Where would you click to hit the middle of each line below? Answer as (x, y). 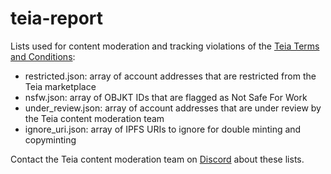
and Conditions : (43, 56)
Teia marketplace (60, 86)
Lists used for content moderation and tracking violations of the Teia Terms (165, 46)
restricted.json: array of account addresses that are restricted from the (170, 76)
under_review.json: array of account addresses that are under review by (173, 108)
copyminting (50, 139)
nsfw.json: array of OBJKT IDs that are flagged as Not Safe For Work (166, 97)
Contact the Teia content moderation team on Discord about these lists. (157, 159)
